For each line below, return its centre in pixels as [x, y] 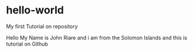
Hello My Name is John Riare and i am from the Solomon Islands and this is [97, 37]
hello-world [35, 10]
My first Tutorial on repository [42, 26]
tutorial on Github [27, 44]
